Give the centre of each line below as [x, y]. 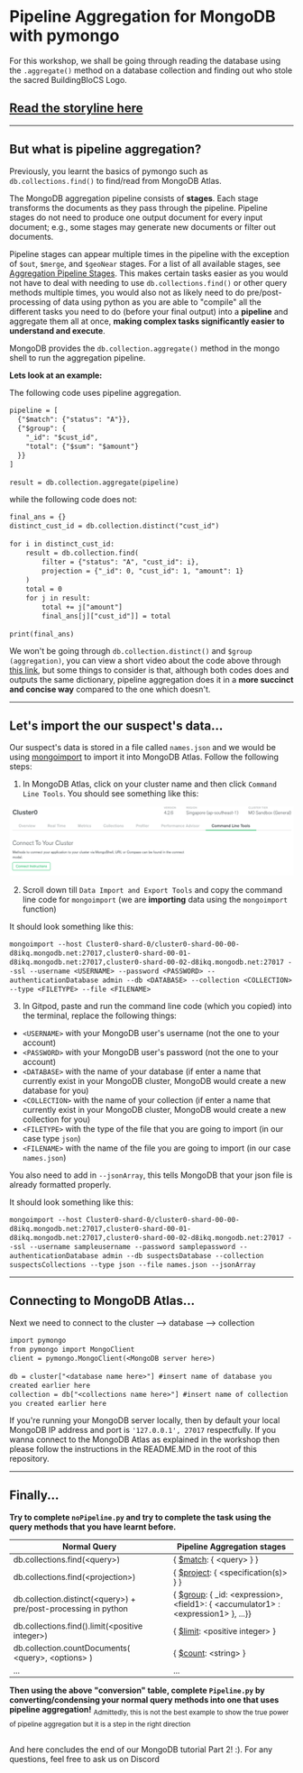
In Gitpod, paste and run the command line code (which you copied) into [157, 1006]
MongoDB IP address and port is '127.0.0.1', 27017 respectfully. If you [143, 1429]
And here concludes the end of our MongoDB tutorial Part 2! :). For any [141, 1750]
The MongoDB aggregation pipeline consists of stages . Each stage [134, 198]
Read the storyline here [76, 109]
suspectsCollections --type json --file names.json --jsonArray [133, 1264]
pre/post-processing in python [71, 1609]
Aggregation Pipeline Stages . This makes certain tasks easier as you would [149, 273]
